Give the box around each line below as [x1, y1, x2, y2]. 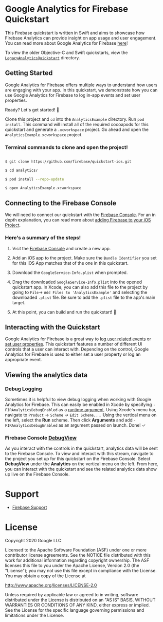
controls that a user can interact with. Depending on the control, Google [5, 347, 149, 352]
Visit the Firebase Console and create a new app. [12, 245, 111, 251]
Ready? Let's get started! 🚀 [5, 107, 59, 112]
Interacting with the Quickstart [5, 323, 101, 331]
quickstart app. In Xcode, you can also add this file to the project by [12, 284, 148, 290]
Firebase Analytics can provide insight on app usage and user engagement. [5, 35, 157, 41]
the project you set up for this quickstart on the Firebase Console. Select [5, 456, 151, 462]
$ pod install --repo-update [5, 177, 64, 182]
